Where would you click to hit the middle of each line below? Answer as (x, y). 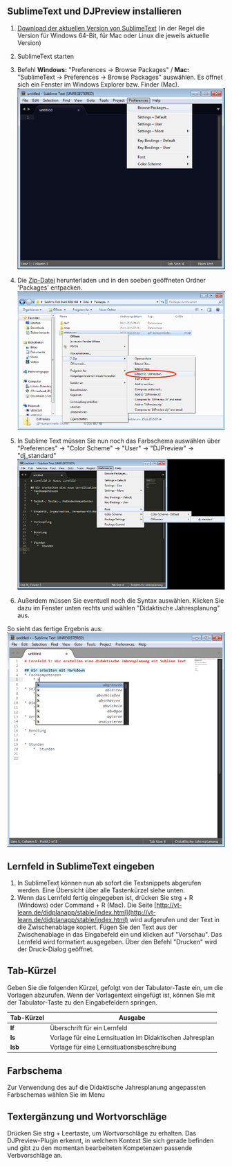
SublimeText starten (46, 56)
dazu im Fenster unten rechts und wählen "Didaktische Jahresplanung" (118, 608)
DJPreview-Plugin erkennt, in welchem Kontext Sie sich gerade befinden (110, 1141)
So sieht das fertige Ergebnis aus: (55, 629)
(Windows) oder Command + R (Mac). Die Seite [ (87, 905)
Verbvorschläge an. (35, 1156)
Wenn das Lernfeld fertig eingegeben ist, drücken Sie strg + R (105, 897)
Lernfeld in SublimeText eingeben (81, 866)
